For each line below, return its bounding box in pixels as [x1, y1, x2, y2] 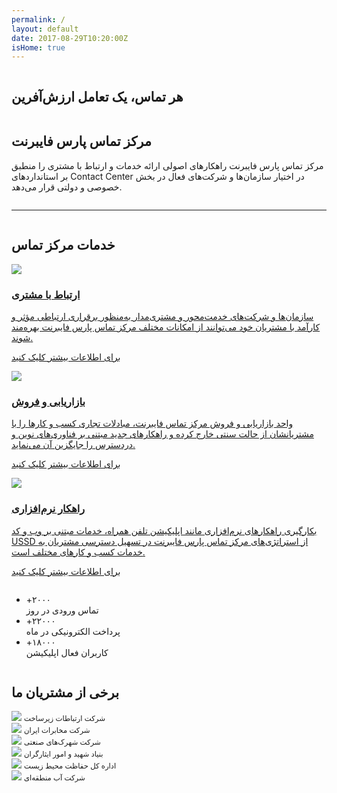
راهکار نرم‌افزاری [11, 502, 86, 516]
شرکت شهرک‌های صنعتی [23, 737, 101, 748]
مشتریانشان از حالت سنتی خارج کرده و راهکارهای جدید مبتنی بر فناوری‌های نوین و [11, 428, 314, 440]
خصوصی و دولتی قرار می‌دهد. [11, 181, 123, 193]
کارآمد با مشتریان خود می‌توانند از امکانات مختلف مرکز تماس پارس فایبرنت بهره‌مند [11, 321, 321, 333]
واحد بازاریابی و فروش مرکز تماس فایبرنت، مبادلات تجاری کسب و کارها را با [11, 417, 294, 430]
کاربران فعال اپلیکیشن [25, 646, 109, 658]
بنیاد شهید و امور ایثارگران [23, 749, 104, 760]
